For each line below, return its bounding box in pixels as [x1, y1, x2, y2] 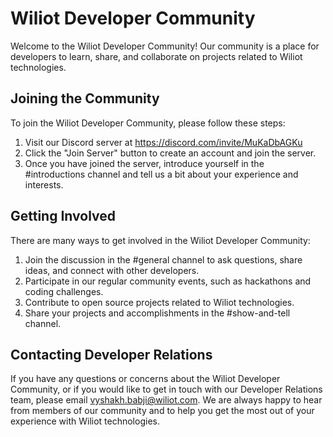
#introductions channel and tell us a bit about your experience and [24, 168, 299, 180]
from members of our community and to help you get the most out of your [10, 405, 315, 417]
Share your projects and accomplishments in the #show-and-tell [24, 307, 291, 319]
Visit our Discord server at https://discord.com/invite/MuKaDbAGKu [24, 136, 303, 148]
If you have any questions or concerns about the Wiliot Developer [10, 373, 281, 385]
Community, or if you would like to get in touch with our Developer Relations [10, 383, 323, 396]
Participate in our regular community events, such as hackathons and [24, 275, 312, 287]
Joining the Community [10, 90, 160, 107]
